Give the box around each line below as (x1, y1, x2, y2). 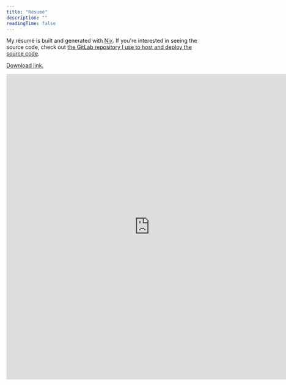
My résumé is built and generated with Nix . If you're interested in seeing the (6, 37, 197, 45)
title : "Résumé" (6, 9, 48, 15)
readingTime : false (6, 20, 56, 26)
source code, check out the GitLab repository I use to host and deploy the (6, 43, 193, 51)
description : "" (6, 15, 48, 21)
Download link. (6, 62, 44, 69)
